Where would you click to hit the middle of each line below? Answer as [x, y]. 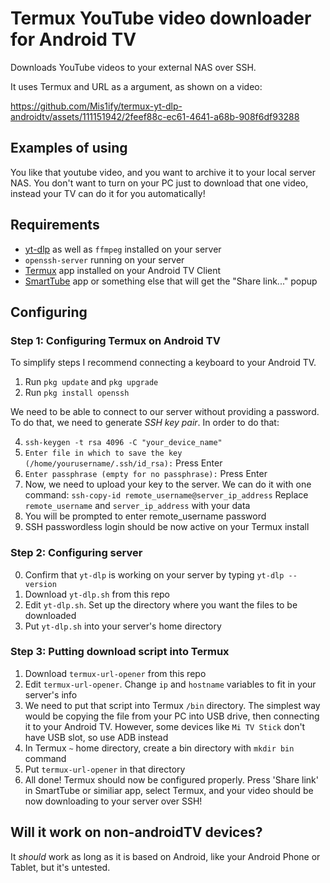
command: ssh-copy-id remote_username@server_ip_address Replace [166, 495]
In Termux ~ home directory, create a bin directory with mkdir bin [159, 748]
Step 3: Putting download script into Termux [120, 652]
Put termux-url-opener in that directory [105, 769]
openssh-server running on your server [104, 259]
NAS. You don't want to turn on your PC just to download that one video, [159, 183]
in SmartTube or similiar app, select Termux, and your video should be [169, 790]
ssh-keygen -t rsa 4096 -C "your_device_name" [123, 443]
